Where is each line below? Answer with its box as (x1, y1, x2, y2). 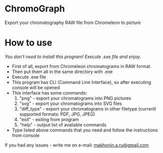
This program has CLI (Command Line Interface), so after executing (11, 79, 151, 85)
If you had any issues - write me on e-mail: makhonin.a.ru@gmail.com (4, 142, 149, 148)
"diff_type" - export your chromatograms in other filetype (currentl (19, 105, 156, 111)
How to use (4, 37, 52, 48)
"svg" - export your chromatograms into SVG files (19, 100, 122, 106)
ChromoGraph (4, 3, 65, 14)
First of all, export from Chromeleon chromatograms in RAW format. (11, 63, 152, 69)
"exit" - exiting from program (19, 116, 79, 122)
